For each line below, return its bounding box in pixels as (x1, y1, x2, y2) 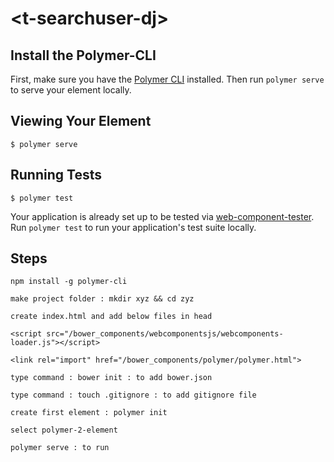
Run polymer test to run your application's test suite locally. (10, 221, 257, 233)
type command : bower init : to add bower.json (10, 373, 213, 383)
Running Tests (10, 167, 102, 184)
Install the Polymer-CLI (10, 47, 157, 64)
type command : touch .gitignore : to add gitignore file (10, 390, 257, 401)
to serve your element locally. (10, 84, 132, 96)
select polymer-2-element (10, 425, 118, 436)
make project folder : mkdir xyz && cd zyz (10, 294, 195, 304)
